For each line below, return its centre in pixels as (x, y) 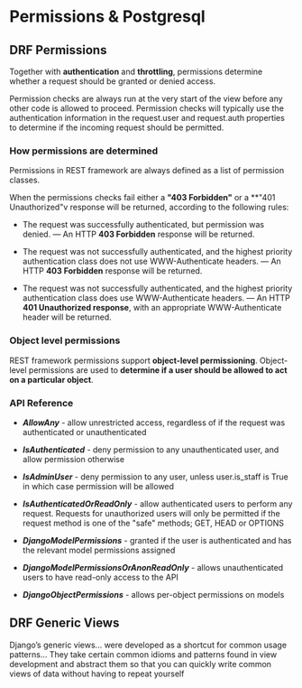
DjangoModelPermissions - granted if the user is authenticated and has (157, 540)
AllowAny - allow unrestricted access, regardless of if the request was (154, 423)
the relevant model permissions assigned (99, 550)
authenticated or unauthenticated (84, 432)
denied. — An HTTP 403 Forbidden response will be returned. (138, 234)
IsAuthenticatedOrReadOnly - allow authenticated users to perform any (157, 504)
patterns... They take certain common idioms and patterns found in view (143, 654)
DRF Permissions (58, 50)
